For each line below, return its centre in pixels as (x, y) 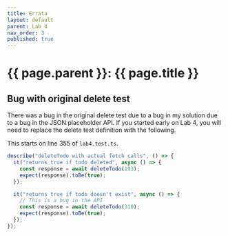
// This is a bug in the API (61, 201)
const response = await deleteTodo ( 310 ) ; (80, 207)
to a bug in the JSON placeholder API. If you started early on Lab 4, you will (114, 123)
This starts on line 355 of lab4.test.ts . (63, 144)
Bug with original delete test (69, 98)
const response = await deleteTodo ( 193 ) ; (80, 169)
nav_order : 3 (26, 33)
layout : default (30, 20)
